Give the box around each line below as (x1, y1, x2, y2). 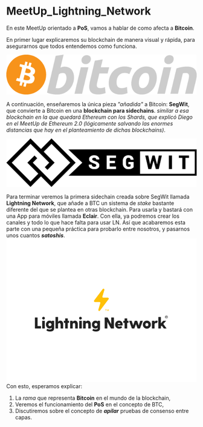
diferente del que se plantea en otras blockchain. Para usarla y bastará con (6, 206, 193, 213)
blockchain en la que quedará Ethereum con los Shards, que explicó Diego (6, 113, 193, 121)
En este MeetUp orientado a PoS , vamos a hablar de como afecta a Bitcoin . (6, 24, 195, 32)
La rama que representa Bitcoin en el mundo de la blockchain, (14, 394, 171, 402)
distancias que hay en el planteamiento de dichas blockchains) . (6, 126, 166, 134)
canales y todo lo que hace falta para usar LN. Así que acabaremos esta (6, 218, 186, 226)
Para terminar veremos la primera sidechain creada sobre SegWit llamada (6, 193, 190, 200)
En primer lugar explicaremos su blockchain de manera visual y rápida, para (6, 36, 195, 43)
